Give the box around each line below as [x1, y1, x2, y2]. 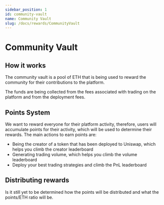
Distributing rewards [5, 176, 70, 184]
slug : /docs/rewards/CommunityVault [5, 21, 80, 26]
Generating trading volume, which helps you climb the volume [12, 152, 138, 158]
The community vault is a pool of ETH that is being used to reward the [5, 74, 146, 80]
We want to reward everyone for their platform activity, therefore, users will [5, 121, 157, 127]
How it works [5, 61, 46, 69]
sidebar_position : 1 [5, 7, 47, 12]
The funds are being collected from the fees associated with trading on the [5, 89, 156, 95]
